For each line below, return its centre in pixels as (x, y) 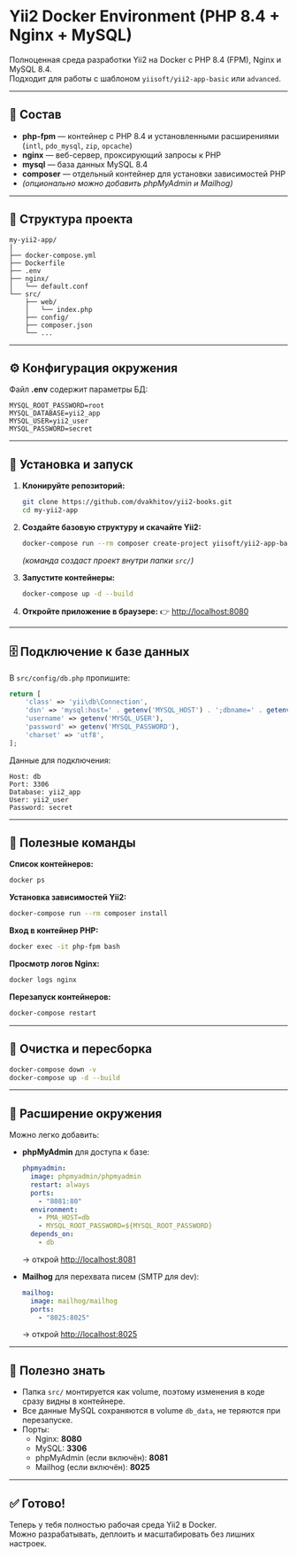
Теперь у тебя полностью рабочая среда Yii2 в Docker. (113, 1525)
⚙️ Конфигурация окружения (94, 368)
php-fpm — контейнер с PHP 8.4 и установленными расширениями (150, 136)
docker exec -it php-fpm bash (65, 947)
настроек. (28, 1544)
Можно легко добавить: (54, 1135)
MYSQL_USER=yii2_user (49, 421)
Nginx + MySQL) (71, 35)
